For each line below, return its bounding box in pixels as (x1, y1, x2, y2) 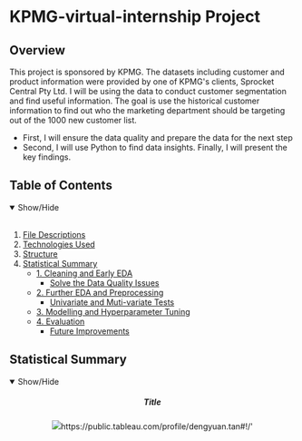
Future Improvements (49, 325, 130, 337)
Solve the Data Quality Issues (49, 277, 160, 288)
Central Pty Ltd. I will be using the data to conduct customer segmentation (9, 86, 287, 96)
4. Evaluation (35, 316, 85, 327)
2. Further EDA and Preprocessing (35, 287, 164, 298)
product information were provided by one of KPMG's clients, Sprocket (9, 76, 275, 87)
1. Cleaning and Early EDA (35, 268, 133, 279)
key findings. (22, 152, 71, 162)
